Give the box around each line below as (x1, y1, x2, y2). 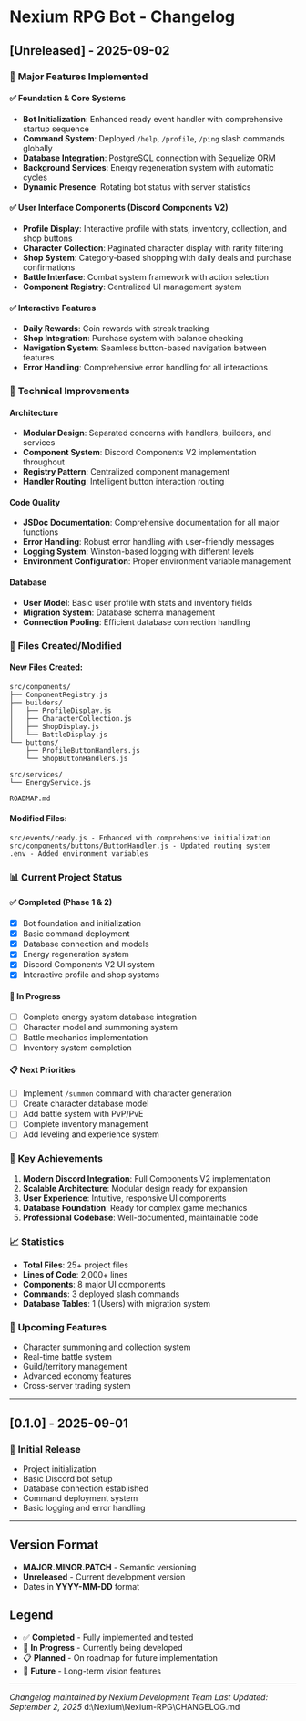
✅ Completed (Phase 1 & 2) (9, 897, 113, 908)
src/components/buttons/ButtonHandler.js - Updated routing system (9, 841, 271, 850)
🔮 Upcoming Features (9, 1320, 107, 1333)
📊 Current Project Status (9, 871, 123, 883)
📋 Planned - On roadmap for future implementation (22, 1652, 219, 1663)
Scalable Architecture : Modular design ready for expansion (22, 1183, 248, 1194)
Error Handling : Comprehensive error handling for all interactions (22, 362, 269, 373)
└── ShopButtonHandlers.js (25, 754, 128, 763)
